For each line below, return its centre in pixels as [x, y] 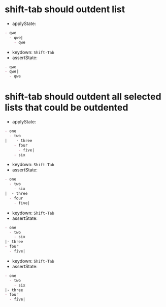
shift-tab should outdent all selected [83, 97]
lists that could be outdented [67, 108]
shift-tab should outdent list [65, 9]
